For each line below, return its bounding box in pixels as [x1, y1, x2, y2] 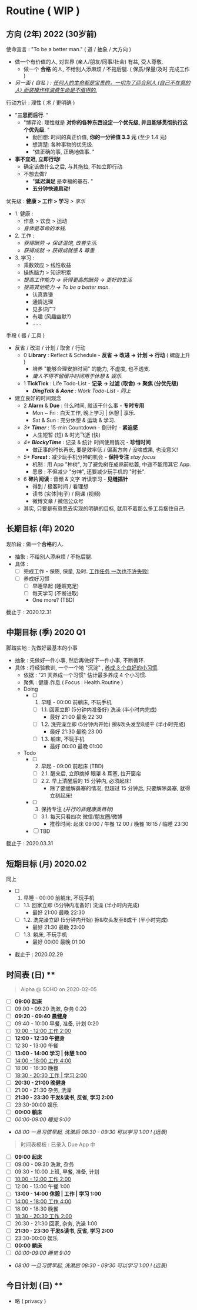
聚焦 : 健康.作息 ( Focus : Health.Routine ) [23, 678, 123, 686]
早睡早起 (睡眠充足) [32, 582, 79, 589]
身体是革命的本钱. [23, 225, 66, 232]
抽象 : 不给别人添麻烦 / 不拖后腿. [14, 553, 93, 560]
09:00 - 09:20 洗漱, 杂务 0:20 [14, 1005, 87, 1012]
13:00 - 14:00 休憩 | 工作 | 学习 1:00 [14, 1190, 102, 1198]
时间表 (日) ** [6, 969, 56, 980]
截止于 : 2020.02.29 [14, 951, 64, 958]
